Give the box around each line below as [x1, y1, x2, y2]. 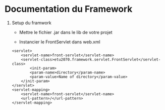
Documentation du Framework [4, 3, 133, 15]
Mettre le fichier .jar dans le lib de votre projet [19, 29, 112, 35]
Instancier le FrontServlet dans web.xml [19, 38, 101, 45]
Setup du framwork [11, 20, 52, 26]
